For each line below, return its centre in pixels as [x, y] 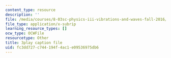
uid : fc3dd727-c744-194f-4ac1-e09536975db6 [52, 47]
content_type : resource [31, 10]
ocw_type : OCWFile [25, 33]
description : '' [22, 15]
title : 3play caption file [34, 43]
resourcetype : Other [27, 38]
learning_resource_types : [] [36, 29]
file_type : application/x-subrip [41, 24]
